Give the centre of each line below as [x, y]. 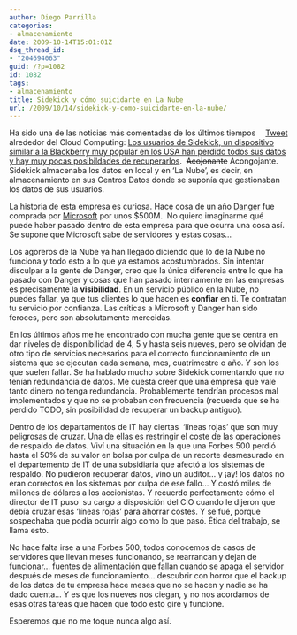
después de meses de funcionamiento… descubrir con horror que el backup [148, 576]
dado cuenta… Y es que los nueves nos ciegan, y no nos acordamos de [139, 594]
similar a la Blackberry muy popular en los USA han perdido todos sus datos [148, 152]
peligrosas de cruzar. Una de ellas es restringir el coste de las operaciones [145, 436]
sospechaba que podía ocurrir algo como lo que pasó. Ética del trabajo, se [145, 521]
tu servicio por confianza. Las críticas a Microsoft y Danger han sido [133, 308]
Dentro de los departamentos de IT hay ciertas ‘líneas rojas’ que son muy [144, 427]
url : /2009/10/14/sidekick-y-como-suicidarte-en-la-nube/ [118, 108]
